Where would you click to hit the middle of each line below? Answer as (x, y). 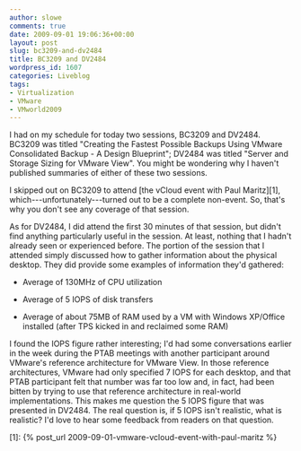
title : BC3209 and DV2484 (58, 59)
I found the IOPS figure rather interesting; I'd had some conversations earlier (150, 344)
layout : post (34, 43)
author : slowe (36, 17)
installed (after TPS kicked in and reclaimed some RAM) (125, 326)
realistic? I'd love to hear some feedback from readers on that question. (142, 420)
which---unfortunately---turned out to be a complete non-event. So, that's (147, 200)
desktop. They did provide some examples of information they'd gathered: (147, 265)
